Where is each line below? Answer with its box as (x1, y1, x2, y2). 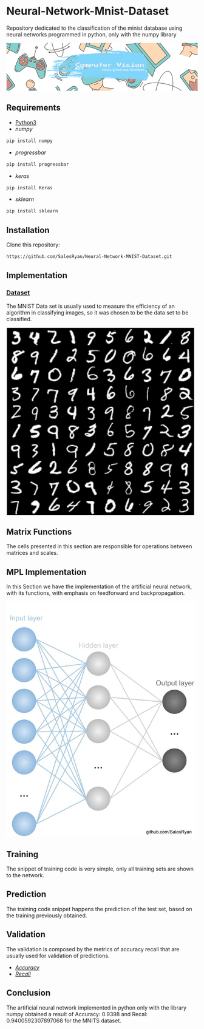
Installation (6, 225, 50, 235)
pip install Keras (6, 185, 53, 191)
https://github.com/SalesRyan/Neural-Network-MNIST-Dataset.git (6, 254, 172, 260)
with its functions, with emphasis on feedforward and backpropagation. (6, 589, 185, 597)
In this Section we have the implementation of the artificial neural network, (6, 583, 192, 590)
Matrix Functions (6, 527, 72, 537)
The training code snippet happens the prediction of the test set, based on (6, 905, 192, 912)
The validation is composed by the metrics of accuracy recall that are (6, 945, 180, 953)
